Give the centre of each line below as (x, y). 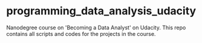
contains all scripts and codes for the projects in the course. (81, 33)
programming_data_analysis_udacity (101, 11)
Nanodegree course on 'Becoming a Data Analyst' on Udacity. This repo (96, 27)
